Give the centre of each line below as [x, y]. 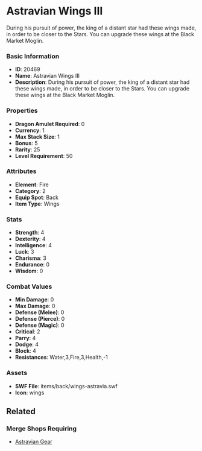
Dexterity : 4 [30, 239]
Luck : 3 [24, 252]
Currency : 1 [30, 130]
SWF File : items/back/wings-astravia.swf [66, 386]
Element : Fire [32, 184]
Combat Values [29, 286]
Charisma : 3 [30, 258]
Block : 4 [25, 351]
